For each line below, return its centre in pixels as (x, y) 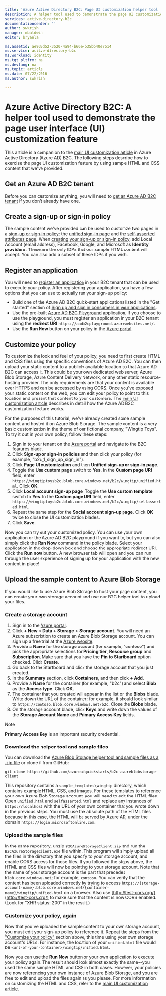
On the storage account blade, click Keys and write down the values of (84, 710)
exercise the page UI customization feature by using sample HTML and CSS (82, 163)
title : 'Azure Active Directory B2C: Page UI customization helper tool (82, 10)
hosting (13, 383)
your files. (15, 601)
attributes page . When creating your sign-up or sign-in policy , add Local (79, 239)
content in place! (22, 564)
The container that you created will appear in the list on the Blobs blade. (86, 694)
